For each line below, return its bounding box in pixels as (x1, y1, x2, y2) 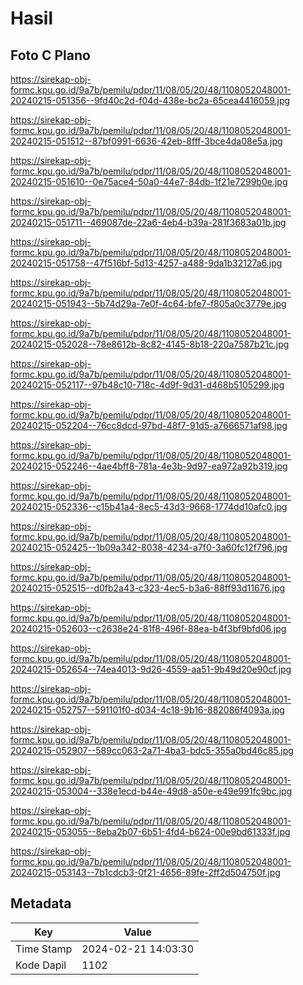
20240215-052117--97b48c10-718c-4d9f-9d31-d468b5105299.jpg (10, 379, 285, 391)
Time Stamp (15, 942, 73, 956)
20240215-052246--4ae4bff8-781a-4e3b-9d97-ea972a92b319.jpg (10, 460, 288, 472)
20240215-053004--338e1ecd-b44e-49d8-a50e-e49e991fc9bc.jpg (10, 785, 293, 797)
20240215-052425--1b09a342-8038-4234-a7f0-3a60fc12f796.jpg (10, 542, 288, 553)
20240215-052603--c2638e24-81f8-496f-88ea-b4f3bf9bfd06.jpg (10, 623, 287, 634)
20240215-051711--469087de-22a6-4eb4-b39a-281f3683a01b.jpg (10, 217, 287, 228)
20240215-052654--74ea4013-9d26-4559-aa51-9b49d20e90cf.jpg (10, 663, 292, 675)
